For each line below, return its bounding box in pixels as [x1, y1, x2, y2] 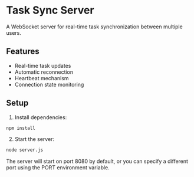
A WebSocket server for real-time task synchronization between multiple [6, 23, 183, 30]
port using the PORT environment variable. [6, 164, 110, 171]
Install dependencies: [14, 113, 67, 121]
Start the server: [14, 136, 55, 143]
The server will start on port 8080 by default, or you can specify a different [6, 158, 189, 165]
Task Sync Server [6, 4, 94, 17]
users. [6, 29, 22, 36]
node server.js [6, 147, 44, 153]
